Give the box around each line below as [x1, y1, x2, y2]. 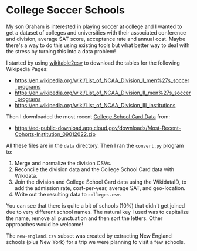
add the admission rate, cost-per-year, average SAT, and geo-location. [14, 184, 186, 191]
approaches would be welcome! [6, 221, 84, 228]
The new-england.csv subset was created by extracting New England [6, 232, 172, 239]
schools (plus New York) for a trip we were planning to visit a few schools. [6, 238, 185, 245]
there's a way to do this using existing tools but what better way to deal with [6, 42, 190, 49]
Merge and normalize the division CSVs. [14, 160, 111, 167]
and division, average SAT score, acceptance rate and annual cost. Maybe [6, 35, 186, 42]
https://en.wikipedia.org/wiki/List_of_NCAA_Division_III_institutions [14, 101, 176, 108]
